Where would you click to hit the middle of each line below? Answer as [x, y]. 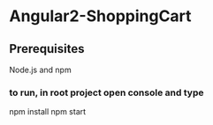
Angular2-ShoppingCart [100, 16]
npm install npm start [48, 112]
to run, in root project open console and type [106, 92]
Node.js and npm [41, 70]
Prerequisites [47, 49]
